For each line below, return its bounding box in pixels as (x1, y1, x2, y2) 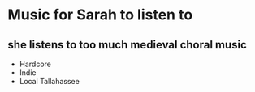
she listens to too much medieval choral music (7, 38, 247, 52)
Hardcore (19, 59, 52, 69)
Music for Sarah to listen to (7, 6, 193, 24)
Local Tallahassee (19, 77, 80, 86)
